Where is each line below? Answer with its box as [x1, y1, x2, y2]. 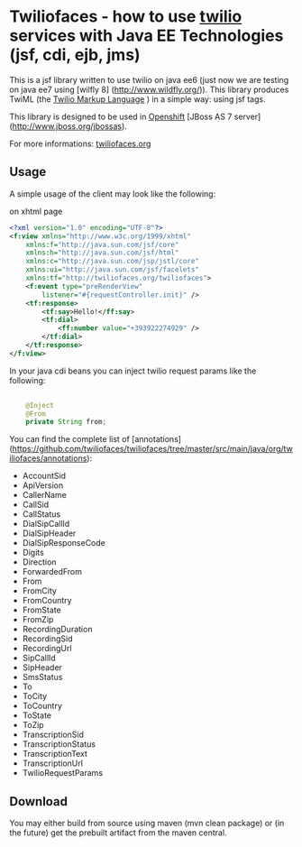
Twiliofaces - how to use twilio [9, 6, 243, 27]
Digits [22, 548, 45, 558]
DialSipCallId [22, 519, 70, 529]
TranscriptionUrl [22, 758, 84, 769]
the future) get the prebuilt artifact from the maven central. [9, 827, 227, 838]
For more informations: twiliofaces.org [9, 138, 151, 149]
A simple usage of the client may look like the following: [9, 188, 216, 199]
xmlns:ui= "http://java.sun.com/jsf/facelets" [25, 265, 200, 274]
